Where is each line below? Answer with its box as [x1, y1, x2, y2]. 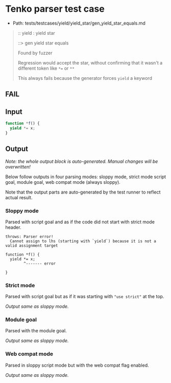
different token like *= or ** [17, 65, 75, 71]
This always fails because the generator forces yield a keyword [17, 75, 152, 81]
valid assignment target [5, 243, 58, 248]
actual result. [5, 194, 33, 200]
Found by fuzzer [17, 50, 53, 56]
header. [5, 224, 21, 230]
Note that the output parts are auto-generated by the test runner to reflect [5, 189, 161, 195]
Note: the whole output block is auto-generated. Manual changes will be [5, 158, 158, 164]
